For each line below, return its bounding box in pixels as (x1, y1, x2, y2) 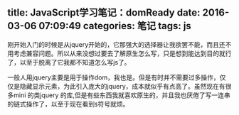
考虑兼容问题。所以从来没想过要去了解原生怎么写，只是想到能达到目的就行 (13, 49, 232, 57)
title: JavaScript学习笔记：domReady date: (7, 6, 201, 19)
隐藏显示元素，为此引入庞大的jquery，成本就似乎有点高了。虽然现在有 (19, 82, 225, 90)
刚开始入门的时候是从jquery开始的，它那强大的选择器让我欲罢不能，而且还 (7, 40, 225, 48)
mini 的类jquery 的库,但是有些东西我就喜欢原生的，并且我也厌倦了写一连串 (13, 91, 230, 99)
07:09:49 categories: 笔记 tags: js (38, 20, 192, 32)
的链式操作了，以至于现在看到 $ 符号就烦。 (7, 99, 129, 108)
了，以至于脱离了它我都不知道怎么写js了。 (7, 57, 131, 66)
